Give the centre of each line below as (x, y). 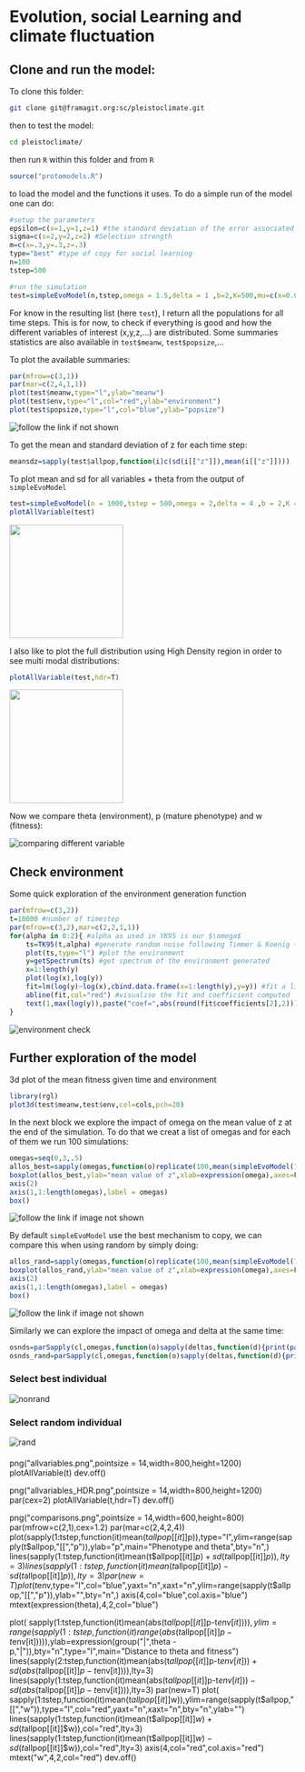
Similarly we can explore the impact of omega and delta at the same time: (147, 1330)
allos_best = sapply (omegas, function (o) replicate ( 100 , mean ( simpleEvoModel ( (152, 1166)
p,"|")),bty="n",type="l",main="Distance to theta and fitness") (124, 1651)
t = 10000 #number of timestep (64, 919)
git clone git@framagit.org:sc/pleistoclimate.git (107, 108)
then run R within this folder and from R (82, 159)
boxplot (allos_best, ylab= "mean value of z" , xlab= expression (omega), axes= (152, 1175)
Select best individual (58, 1379)
